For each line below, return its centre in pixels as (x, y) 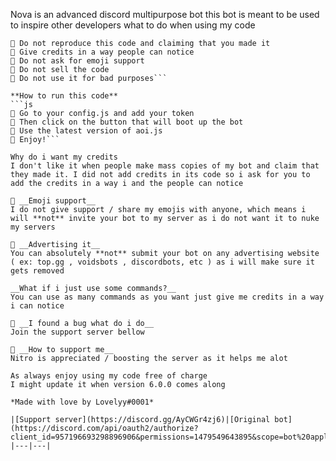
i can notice (37, 306)
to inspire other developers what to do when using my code (133, 25)
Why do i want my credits (64, 157)
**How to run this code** (64, 96)
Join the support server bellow (77, 332)
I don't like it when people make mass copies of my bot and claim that (165, 166)
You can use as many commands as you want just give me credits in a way (167, 297)
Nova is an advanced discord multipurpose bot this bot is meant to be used (165, 14)
